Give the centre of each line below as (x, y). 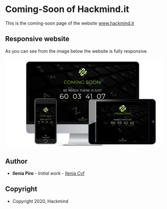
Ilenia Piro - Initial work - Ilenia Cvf (48, 173)
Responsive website (37, 39)
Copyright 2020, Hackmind (40, 201)
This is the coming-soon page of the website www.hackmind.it (70, 23)
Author (16, 161)
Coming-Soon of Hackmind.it (67, 9)
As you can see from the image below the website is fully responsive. (77, 51)
